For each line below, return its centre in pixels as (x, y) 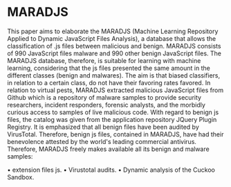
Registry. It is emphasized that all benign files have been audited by (103, 127)
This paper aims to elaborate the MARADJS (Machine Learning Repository (113, 31)
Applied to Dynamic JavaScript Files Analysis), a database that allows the (112, 38)
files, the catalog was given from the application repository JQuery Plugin (112, 119)
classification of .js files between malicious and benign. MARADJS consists (114, 46)
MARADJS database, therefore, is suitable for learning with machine (104, 60)
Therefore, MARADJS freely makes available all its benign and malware (108, 149)
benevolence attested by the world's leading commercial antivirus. (102, 141)
